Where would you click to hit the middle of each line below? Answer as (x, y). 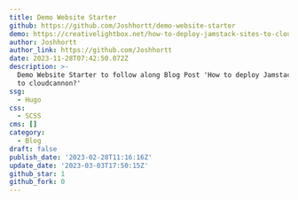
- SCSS (29, 116)
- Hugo (29, 100)
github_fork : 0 (37, 182)
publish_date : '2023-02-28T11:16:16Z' (81, 157)
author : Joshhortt (43, 42)
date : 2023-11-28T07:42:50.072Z (69, 58)
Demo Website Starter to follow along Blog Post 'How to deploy (138, 75)
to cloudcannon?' (49, 83)
